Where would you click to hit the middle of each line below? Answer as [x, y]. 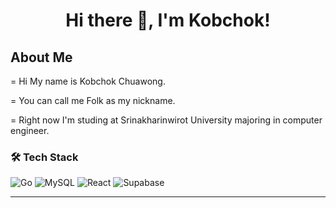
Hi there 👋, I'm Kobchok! [168, 20]
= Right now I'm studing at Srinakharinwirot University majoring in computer [166, 120]
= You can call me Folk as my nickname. [93, 100]
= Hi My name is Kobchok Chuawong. [88, 81]
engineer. [30, 130]
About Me [41, 57]
